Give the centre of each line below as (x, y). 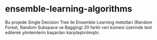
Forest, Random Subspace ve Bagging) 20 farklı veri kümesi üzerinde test (78, 27)
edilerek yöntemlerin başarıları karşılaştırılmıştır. (53, 32)
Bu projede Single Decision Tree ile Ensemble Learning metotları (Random (79, 22)
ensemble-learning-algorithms (69, 9)
